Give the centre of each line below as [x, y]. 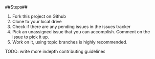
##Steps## [16, 7]
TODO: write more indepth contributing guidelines [55, 51]
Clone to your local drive [37, 22]
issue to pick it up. [31, 37]
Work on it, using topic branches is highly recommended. [70, 42]
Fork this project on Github [39, 16]
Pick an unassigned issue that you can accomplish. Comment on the [81, 32]
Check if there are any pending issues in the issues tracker [71, 27]
